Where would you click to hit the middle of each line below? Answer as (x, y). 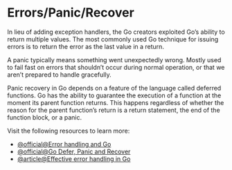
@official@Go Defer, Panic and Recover (74, 151)
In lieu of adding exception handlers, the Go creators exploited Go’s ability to (116, 32)
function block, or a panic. (44, 117)
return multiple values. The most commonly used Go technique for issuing (113, 39)
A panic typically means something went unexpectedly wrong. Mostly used (114, 59)
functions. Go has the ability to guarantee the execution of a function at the (114, 95)
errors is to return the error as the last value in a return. (86, 46)
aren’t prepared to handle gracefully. (60, 75)
